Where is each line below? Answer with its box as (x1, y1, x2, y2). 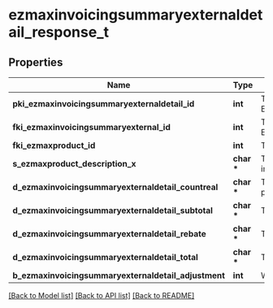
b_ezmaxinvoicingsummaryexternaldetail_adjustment (12, 270, 226, 281)
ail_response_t (8, 23, 110, 41)
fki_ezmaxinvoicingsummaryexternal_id (12, 122, 171, 132)
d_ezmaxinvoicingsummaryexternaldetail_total (12, 252, 199, 262)
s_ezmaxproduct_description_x (12, 158, 136, 169)
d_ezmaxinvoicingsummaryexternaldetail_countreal (12, 181, 219, 193)
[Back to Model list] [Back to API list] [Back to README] (8, 291, 195, 300)
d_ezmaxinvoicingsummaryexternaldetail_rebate (12, 228, 206, 239)
